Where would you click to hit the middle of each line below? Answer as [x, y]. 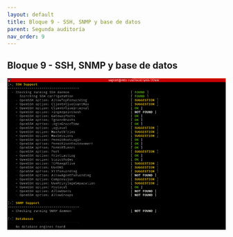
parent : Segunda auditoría [46, 29]
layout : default [31, 15]
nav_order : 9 [26, 37]
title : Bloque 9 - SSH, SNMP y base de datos [74, 22]
